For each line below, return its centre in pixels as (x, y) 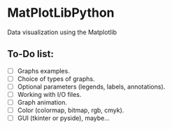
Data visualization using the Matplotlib (62, 32)
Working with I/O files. (49, 94)
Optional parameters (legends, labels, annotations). (91, 86)
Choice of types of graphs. (56, 79)
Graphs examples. (43, 70)
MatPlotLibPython (61, 13)
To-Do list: (30, 54)
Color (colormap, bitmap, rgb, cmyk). (71, 110)
